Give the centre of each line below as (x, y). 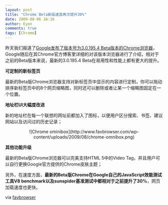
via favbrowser (20, 197)
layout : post (19, 10)
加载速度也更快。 (23, 187)
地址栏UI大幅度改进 (25, 105)
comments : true (21, 28)
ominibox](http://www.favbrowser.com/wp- (94, 131)
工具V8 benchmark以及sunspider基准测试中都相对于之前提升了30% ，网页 (83, 181)
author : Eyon (19, 24)
